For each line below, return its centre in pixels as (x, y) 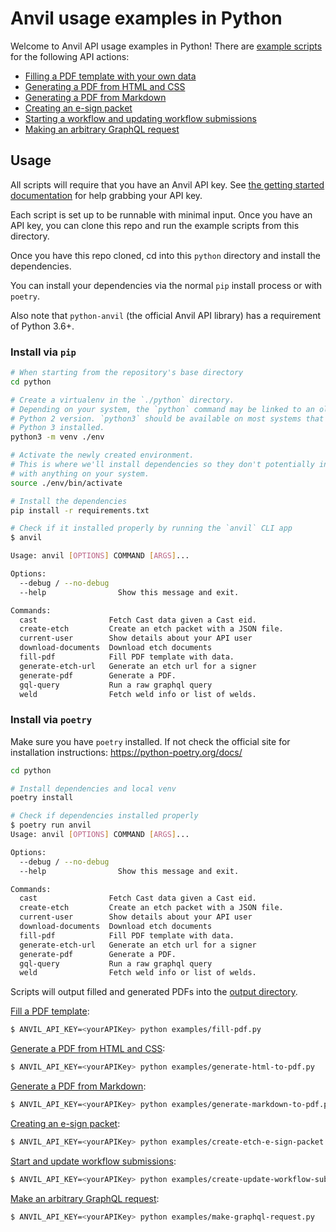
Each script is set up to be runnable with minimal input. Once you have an (161, 214)
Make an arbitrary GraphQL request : (85, 1198)
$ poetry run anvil (51, 825)
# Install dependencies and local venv (93, 788)
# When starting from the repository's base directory (127, 373)
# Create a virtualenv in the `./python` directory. (122, 400)
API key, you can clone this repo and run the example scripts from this (155, 225)
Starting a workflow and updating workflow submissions (140, 118)
